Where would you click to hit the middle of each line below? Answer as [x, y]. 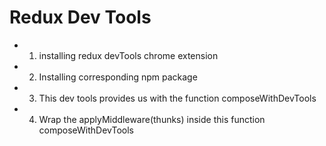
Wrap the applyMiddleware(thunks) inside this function [152, 119]
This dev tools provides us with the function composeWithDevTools [177, 98]
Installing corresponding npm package [118, 77]
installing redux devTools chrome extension [128, 55]
